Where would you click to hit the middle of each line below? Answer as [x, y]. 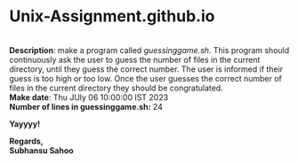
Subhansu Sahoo [41, 150]
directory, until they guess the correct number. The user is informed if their [146, 69]
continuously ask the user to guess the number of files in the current [135, 59]
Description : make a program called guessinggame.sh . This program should [149, 50]
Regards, [27, 141]
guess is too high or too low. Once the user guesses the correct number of [146, 78]
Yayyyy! [25, 124]
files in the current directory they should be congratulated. [117, 88]
